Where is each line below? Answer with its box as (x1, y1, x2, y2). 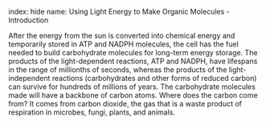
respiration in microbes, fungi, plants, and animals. (8, 107, 175, 117)
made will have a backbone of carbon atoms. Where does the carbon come (8, 91, 259, 99)
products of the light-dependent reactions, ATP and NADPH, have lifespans (8, 56, 258, 66)
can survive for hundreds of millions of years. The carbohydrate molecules (8, 82, 256, 91)
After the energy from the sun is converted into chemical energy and (8, 31, 235, 40)
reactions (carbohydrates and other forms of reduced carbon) (51, 74, 257, 83)
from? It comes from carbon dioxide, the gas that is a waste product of (8, 99, 243, 108)
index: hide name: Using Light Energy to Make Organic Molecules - (8, 7, 231, 16)
